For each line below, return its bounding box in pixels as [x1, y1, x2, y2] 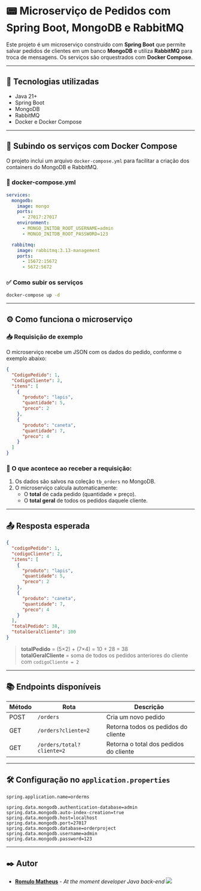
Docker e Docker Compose [14, 118, 82, 125]
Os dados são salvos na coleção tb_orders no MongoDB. [14, 478, 156, 485]
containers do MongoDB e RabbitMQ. [6, 163, 98, 170]
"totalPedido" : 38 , [11, 623, 60, 629]
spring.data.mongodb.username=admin [6, 830, 98, 836]
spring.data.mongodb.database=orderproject [6, 825, 117, 831]
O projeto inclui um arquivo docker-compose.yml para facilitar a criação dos [6, 157, 190, 164]
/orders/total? [37, 741, 81, 748]
